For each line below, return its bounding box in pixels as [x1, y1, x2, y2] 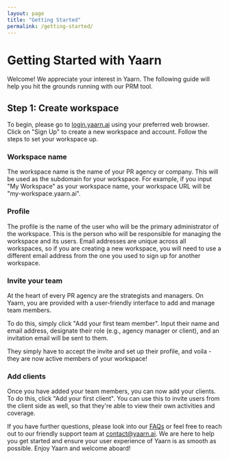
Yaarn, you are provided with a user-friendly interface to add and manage [7, 299, 215, 307]
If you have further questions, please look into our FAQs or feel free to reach [7, 423, 223, 431]
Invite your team [7, 276, 63, 285]
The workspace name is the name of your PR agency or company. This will [7, 167, 218, 176]
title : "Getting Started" [7, 16, 81, 23]
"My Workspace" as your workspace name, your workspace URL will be [7, 183, 210, 191]
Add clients [7, 371, 46, 381]
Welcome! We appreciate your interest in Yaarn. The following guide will [7, 75, 210, 83]
